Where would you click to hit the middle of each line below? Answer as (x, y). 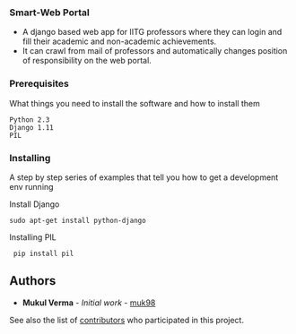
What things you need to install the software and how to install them (135, 103)
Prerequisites (39, 84)
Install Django (35, 204)
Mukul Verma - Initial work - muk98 (89, 303)
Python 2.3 (30, 120)
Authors (33, 281)
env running (31, 186)
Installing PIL (33, 237)
